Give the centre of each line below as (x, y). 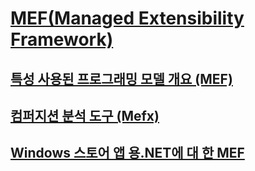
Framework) (62, 39)
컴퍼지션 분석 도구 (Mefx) (85, 115)
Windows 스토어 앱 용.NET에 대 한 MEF (127, 153)
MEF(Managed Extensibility (127, 18)
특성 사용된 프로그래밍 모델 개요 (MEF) (121, 78)
